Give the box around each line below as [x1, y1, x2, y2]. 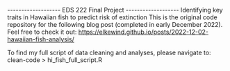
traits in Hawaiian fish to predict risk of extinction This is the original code [7, 13, 217, 21]
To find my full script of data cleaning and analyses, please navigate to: [7, 48, 211, 57]
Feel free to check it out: [7, 28, 77, 36]
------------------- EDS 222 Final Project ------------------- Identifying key [7, 6, 224, 14]
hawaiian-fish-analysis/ [7, 35, 75, 43]
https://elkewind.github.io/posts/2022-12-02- [78, 28, 209, 36]
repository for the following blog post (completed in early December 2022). [7, 21, 223, 28]
